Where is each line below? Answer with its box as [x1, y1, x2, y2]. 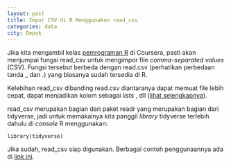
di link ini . [7, 152, 35, 161]
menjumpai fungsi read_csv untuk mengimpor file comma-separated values [7, 56, 224, 64]
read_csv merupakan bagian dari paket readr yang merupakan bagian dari [7, 105, 219, 113]
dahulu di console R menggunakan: [7, 119, 108, 128]
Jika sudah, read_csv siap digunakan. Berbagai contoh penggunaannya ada [7, 145, 224, 153]
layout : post [7, 10, 45, 17]
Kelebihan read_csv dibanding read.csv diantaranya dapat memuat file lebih [7, 84, 224, 92]
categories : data [7, 23, 58, 30]
